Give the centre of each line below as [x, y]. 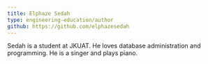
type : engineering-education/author [60, 20]
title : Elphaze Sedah [39, 13]
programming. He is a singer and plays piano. [73, 53]
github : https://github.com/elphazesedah [68, 26]
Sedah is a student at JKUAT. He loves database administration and [104, 46]
